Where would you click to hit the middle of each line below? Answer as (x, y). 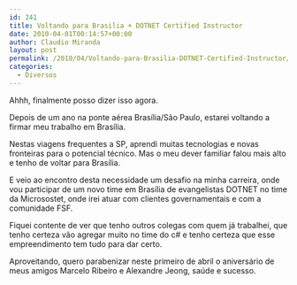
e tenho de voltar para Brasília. (65, 162)
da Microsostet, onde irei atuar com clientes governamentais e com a (135, 198)
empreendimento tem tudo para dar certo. (86, 243)
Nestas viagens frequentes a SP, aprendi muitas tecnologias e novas (134, 143)
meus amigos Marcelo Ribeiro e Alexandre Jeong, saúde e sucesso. (133, 270)
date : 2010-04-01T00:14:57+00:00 (71, 34)
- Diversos (37, 75)
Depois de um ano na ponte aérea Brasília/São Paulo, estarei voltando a (140, 117)
